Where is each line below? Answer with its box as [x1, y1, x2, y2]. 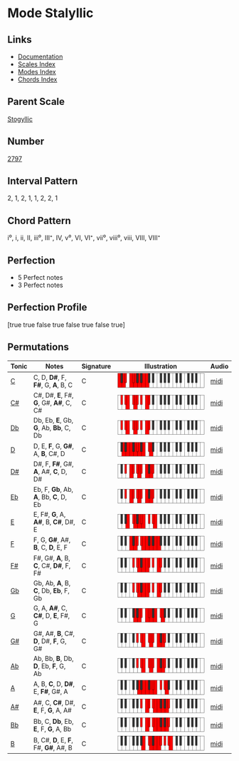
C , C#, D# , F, [33, 561, 71, 570]
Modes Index [17, 68, 56, 76]
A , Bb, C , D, [33, 493, 68, 501]
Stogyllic [7, 114, 33, 123]
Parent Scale [7, 96, 65, 108]
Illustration [144, 362, 178, 371]
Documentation [17, 52, 63, 61]
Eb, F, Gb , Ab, [33, 485, 73, 493]
